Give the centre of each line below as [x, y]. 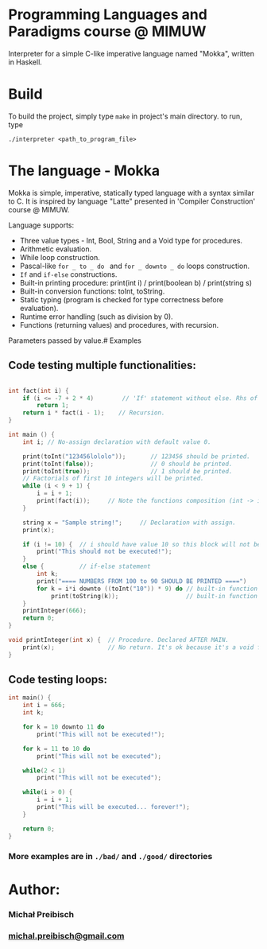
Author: [35, 889]
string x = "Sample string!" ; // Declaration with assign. [130, 523]
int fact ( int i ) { [39, 391]
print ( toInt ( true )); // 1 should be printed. [128, 471]
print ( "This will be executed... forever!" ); [114, 807]
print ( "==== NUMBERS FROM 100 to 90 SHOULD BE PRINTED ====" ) [142, 581]
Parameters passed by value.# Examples [75, 340]
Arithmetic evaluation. [56, 249]
